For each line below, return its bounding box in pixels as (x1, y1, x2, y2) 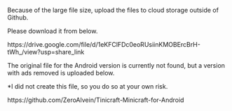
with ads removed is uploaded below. (7, 69, 115, 77)
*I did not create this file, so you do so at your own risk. (7, 82, 168, 90)
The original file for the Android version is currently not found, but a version (7, 61, 226, 69)
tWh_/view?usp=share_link (7, 48, 85, 56)
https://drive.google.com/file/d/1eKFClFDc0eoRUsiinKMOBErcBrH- (7, 40, 201, 48)
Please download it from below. (7, 27, 98, 35)
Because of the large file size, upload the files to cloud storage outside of (7, 6, 219, 14)
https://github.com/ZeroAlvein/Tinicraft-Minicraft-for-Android (7, 96, 184, 104)
